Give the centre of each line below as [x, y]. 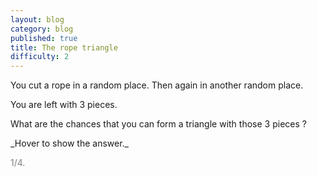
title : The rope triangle [64, 47]
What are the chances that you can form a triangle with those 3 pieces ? [158, 124]
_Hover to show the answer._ [69, 143]
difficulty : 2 [40, 57]
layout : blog [37, 19]
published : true [44, 38]
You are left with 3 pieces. [64, 105]
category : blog [42, 29]
